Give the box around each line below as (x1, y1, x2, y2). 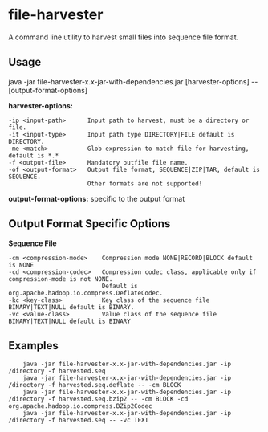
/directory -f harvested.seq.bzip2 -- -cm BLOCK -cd (8, 395, 189, 403)
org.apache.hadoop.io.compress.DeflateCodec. (8, 289, 163, 297)
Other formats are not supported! (87, 179, 203, 188)
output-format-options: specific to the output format (8, 194, 185, 203)
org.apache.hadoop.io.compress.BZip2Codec (8, 402, 152, 410)
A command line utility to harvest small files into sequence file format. (8, 32, 239, 42)
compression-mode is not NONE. (8, 275, 113, 283)
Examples (8, 339, 59, 353)
